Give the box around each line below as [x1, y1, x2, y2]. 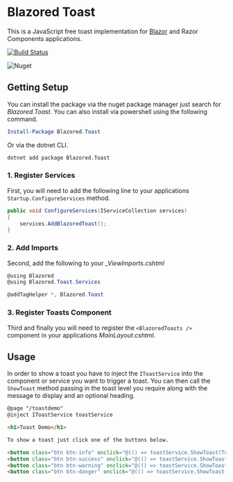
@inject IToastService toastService [7, 411, 113, 419]
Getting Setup [7, 81, 69, 94]
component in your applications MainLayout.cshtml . [7, 331, 156, 339]
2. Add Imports [7, 243, 59, 253]
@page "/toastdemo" [7, 405, 64, 412]
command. [7, 115, 38, 123]
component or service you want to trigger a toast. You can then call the [7, 376, 211, 385]
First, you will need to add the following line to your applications [7, 186, 189, 194]
